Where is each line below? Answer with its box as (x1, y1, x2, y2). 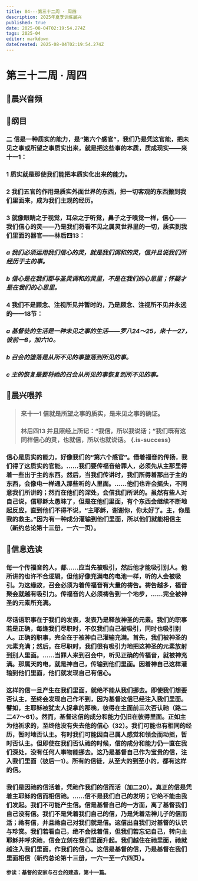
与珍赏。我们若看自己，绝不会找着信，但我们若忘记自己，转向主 (6, 827, 187, 836)
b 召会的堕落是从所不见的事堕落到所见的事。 (6, 353, 133, 362)
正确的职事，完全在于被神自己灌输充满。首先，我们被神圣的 (18, 634, 187, 642)
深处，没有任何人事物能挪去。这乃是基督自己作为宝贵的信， (12, 748, 181, 756)
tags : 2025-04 (6, 31, 41, 37)
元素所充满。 (18, 598, 55, 607)
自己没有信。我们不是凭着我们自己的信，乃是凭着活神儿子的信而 (6, 810, 187, 818)
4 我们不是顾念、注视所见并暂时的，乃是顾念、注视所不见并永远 (6, 301, 187, 309)
